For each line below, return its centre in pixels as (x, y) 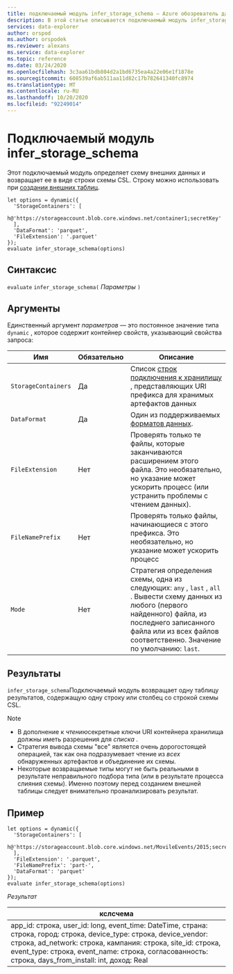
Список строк (154, 369)
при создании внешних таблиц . (54, 187)
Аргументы (34, 309)
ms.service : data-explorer (46, 53)
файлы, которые (158, 444)
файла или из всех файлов (175, 631)
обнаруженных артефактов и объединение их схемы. (97, 761)
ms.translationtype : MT (42, 85)
